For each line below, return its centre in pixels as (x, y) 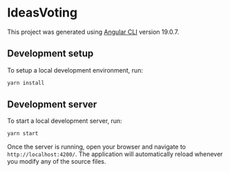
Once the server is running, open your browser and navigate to (97, 147)
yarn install (26, 83)
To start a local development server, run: (65, 121)
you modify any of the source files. (57, 162)
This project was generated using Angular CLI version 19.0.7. (93, 32)
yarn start (23, 134)
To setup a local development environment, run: (75, 70)
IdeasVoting (42, 13)
